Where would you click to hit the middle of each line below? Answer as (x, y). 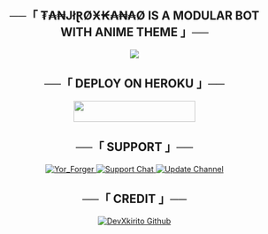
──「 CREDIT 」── (134, 199)
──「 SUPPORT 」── (134, 147)
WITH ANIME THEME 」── (134, 32)
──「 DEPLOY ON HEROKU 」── (134, 83)
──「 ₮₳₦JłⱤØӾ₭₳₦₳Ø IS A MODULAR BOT (134, 16)
